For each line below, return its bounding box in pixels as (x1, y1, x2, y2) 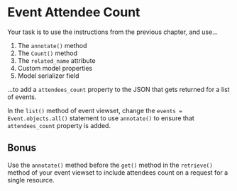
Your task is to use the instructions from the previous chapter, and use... (7, 28, 218, 36)
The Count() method (17, 49, 78, 57)
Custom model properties (17, 64, 93, 72)
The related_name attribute (17, 56, 96, 64)
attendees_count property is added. (7, 121, 111, 129)
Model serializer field (17, 71, 79, 80)
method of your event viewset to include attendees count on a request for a (7, 168, 228, 177)
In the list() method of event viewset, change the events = (7, 106, 183, 115)
